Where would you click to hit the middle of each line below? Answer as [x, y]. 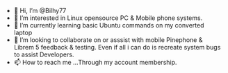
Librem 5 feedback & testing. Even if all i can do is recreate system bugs [117, 47]
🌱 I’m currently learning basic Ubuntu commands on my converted [109, 25]
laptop [23, 32]
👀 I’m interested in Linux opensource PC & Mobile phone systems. [108, 18]
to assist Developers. [44, 54]
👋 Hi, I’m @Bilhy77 [40, 11]
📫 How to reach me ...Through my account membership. [95, 62]
